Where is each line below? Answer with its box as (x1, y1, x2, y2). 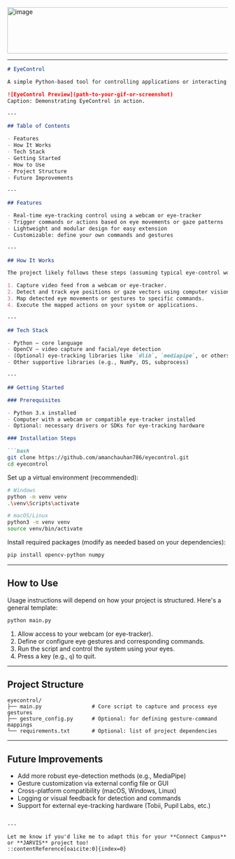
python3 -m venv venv (7, 519, 71, 526)
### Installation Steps (7, 435, 77, 442)
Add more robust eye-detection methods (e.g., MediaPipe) (17, 772, 187, 780)
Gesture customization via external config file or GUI (17, 779, 169, 788)
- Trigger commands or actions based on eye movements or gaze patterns (7, 219, 224, 226)
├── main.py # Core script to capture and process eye (7, 703, 218, 710)
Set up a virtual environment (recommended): (7, 473, 138, 482)
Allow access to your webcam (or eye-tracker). (17, 629, 154, 638)
